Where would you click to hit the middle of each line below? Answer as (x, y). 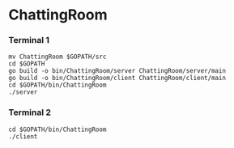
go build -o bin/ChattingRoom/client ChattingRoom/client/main (117, 78)
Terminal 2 (30, 112)
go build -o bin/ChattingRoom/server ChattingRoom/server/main (117, 71)
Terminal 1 (29, 40)
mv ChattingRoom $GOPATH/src (57, 57)
